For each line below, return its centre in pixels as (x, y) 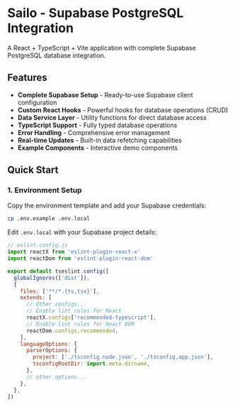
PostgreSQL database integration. (57, 55)
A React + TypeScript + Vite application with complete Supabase (102, 48)
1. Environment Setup (45, 190)
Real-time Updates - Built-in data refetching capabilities (100, 140)
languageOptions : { (49, 344)
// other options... (56, 377)
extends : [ (36, 298)
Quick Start (33, 170)
